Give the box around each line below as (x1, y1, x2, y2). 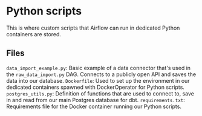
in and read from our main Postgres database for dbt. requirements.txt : (6, 96, 186, 103)
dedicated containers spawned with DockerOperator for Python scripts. (6, 83, 184, 91)
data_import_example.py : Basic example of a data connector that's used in (6, 64, 191, 71)
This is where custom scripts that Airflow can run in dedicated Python (6, 24, 180, 31)
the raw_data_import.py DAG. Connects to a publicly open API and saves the (6, 71, 197, 78)
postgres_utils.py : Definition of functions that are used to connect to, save (6, 89, 195, 97)
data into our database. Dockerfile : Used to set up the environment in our (6, 77, 190, 84)
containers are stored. (6, 30, 62, 37)
